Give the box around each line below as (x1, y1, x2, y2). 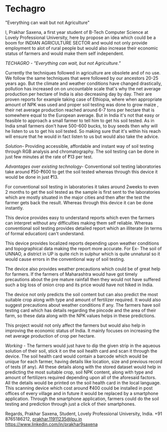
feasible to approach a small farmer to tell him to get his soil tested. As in (5, 117, 155, 123)
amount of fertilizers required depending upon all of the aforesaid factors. (5, 374, 157, 380)
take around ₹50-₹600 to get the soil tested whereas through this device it (5, 168, 158, 175)
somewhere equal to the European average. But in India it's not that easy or (5, 112, 160, 118)
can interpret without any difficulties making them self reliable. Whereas (5, 220, 153, 226)
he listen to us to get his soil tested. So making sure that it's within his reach (5, 128, 161, 134)
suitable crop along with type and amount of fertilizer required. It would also (5, 297, 161, 303)
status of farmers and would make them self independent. (5, 50, 125, 56)
